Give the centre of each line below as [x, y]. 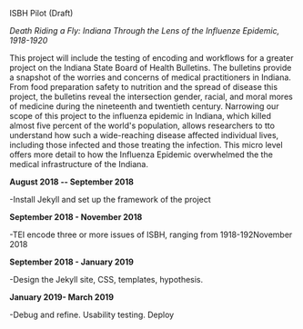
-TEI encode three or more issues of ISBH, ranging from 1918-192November [151, 234]
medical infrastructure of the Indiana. [79, 164]
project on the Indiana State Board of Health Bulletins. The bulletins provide [151, 68]
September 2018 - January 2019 [72, 262]
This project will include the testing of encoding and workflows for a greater [151, 58]
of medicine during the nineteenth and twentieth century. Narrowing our [144, 106]
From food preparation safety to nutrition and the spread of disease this [144, 87]
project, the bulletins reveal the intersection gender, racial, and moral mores [151, 96]
